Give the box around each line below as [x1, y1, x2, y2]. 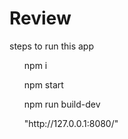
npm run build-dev [23, 98, 101, 110]
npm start [23, 78, 64, 91]
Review [9, 7, 72, 30]
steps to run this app [9, 40, 95, 52]
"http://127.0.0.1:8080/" [23, 117, 119, 129]
